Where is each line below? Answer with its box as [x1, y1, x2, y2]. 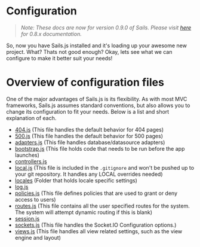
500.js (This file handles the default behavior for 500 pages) [14, 132, 163, 139]
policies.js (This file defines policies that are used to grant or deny [14, 190, 178, 197]
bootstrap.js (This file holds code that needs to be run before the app [14, 145, 185, 152]
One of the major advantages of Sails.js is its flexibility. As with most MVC [6, 95, 187, 102]
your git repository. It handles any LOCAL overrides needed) [14, 170, 163, 178]
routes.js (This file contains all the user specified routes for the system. [14, 202, 190, 209]
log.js [14, 183, 29, 190]
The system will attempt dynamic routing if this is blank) [14, 208, 153, 216]
